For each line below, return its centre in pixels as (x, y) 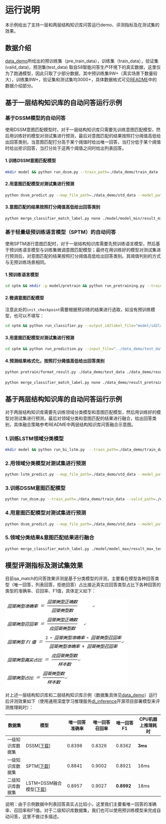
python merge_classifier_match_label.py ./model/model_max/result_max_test (85, 549)
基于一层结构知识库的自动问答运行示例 (63, 103)
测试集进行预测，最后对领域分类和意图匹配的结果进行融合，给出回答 (83, 418)
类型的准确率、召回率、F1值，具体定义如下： (51, 591)
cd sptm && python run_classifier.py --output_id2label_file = (70, 326)
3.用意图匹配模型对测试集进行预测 (40, 337)
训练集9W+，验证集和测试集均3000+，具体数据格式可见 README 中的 (86, 79)
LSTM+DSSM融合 (44, 783)
